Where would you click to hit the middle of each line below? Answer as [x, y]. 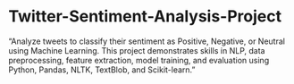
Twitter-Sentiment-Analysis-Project [145, 17]
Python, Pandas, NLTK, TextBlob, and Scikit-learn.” [102, 70]
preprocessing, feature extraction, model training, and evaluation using [139, 60]
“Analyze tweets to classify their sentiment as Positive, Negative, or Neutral [147, 41]
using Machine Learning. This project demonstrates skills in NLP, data [137, 50]
